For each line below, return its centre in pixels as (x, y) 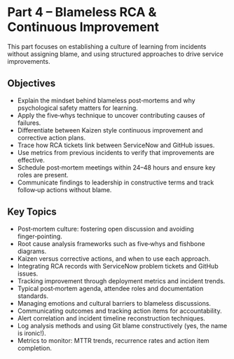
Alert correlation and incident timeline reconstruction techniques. (111, 318)
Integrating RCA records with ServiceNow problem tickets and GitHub (118, 266)
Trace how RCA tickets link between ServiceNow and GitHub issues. (116, 145)
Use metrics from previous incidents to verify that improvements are (116, 152)
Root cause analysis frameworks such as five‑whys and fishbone (111, 243)
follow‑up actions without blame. (64, 189)
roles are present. (43, 175)
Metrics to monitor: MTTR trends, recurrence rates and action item (113, 340)
